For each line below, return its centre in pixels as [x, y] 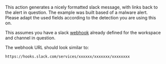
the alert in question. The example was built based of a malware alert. [77, 12]
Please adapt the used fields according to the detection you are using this [81, 18]
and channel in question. [30, 38]
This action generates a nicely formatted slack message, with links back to [82, 7]
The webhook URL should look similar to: [47, 47]
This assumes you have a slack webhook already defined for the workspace [83, 32]
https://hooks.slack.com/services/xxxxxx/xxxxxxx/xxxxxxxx [68, 57]
